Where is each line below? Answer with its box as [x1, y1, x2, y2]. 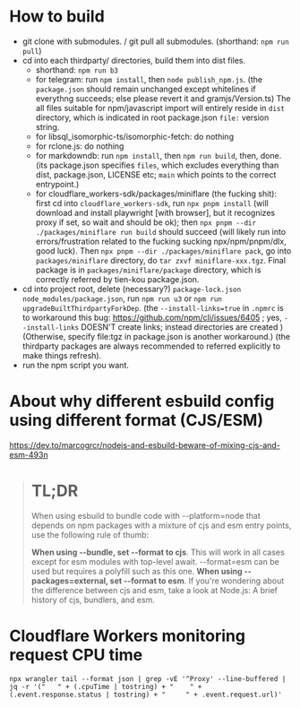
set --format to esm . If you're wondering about [109, 575, 285, 586]
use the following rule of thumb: [30, 529, 150, 540]
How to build [9, 6, 105, 27]
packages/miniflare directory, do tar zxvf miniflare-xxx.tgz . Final [35, 255, 287, 265]
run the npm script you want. [21, 359, 130, 370]
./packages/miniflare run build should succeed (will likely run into [35, 226, 287, 237]
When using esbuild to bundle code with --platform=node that [30, 510, 261, 521]
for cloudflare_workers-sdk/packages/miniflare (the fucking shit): [35, 188, 278, 199]
